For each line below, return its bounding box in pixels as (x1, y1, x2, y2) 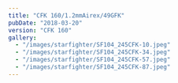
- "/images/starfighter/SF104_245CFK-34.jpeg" (15, 48, 171, 56)
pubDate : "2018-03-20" (8, 19, 83, 27)
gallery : (8, 33, 37, 42)
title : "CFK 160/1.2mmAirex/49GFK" (8, 11, 125, 20)
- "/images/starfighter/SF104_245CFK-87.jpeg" (15, 63, 171, 71)
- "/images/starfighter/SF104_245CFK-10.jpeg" (15, 41, 171, 49)
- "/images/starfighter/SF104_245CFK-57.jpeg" (15, 56, 171, 64)
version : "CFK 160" (8, 26, 72, 34)
